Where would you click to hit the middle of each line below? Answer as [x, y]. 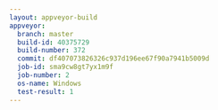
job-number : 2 [43, 75]
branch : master [46, 34]
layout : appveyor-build [54, 17]
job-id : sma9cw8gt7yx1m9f [66, 67]
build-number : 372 [52, 51]
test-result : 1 [46, 91]
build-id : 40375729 [54, 42]
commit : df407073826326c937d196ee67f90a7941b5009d [113, 59]
